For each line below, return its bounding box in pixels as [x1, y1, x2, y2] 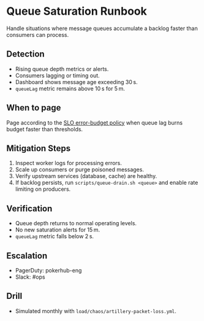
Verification [6, 203, 53, 214]
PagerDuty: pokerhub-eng [15, 267, 82, 274]
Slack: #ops [15, 273, 45, 280]
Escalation [6, 250, 48, 261]
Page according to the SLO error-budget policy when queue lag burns [6, 118, 183, 126]
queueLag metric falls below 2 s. [15, 233, 94, 240]
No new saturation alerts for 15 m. [15, 226, 100, 234]
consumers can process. [6, 31, 69, 38]
